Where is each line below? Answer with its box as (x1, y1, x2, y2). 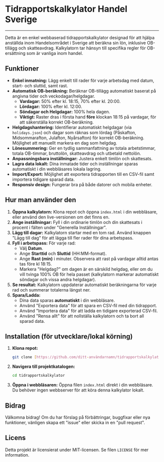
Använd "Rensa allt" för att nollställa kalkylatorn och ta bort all (19, 313, 144, 319)
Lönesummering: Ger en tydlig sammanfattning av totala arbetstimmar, (12, 145, 156, 151)
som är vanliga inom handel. (26, 50, 83, 56)
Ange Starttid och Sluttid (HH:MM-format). (19, 250, 107, 256)
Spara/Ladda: (12, 292, 41, 298)
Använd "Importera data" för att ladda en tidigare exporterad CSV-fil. (19, 308, 158, 314)
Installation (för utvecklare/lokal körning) (5, 332, 133, 340)
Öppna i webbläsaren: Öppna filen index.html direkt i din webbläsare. (12, 382, 154, 388)
